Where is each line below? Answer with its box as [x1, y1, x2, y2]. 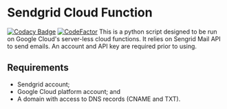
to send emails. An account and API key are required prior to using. [7, 42, 197, 50]
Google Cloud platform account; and [17, 87, 121, 95]
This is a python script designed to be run [99, 27, 218, 36]
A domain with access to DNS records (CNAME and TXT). [17, 95, 181, 103]
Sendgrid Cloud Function [7, 5, 153, 21]
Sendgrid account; [17, 80, 70, 88]
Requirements [7, 62, 69, 73]
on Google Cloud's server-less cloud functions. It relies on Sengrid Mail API [7, 34, 221, 43]
